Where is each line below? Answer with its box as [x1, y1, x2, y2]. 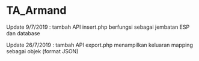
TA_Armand [6, 4, 67, 17]
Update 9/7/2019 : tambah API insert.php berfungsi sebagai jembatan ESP [6, 23, 190, 30]
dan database [6, 29, 40, 36]
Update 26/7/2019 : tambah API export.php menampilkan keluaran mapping [6, 41, 194, 48]
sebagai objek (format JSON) [6, 47, 79, 54]
